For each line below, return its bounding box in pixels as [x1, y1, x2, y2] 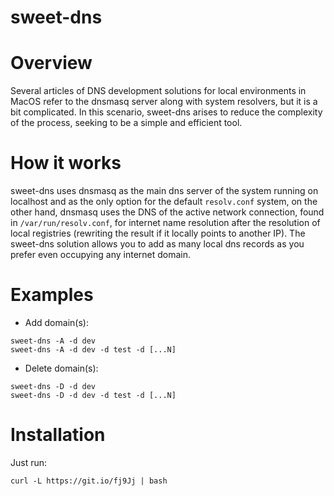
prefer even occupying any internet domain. [10, 249, 192, 261]
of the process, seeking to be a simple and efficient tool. [10, 117, 243, 129]
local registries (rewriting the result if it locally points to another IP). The [10, 227, 306, 240]
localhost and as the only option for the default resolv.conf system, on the [10, 196, 318, 208]
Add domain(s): [24, 317, 89, 328]
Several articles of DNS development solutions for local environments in [10, 85, 307, 97]
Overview [10, 52, 93, 75]
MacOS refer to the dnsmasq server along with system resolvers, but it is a [10, 96, 318, 108]
